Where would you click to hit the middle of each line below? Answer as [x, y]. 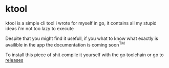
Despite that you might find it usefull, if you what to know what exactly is [82, 38]
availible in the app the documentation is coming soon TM [65, 44]
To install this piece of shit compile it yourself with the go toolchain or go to [84, 55]
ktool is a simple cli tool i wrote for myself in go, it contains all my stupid [81, 23]
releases [14, 60]
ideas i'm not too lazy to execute [40, 28]
